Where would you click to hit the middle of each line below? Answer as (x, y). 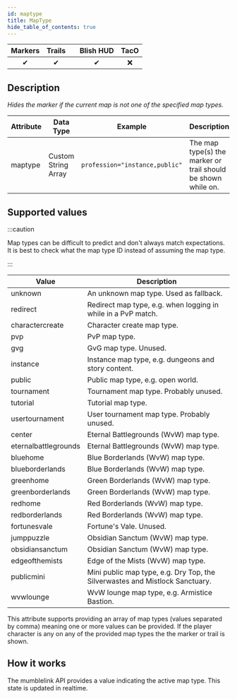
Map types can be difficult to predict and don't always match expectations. (116, 243)
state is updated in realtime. (48, 688)
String (59, 165)
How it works (37, 663)
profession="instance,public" (132, 165)
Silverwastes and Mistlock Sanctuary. (149, 581)
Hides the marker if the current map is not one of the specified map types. (115, 105)
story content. (110, 368)
